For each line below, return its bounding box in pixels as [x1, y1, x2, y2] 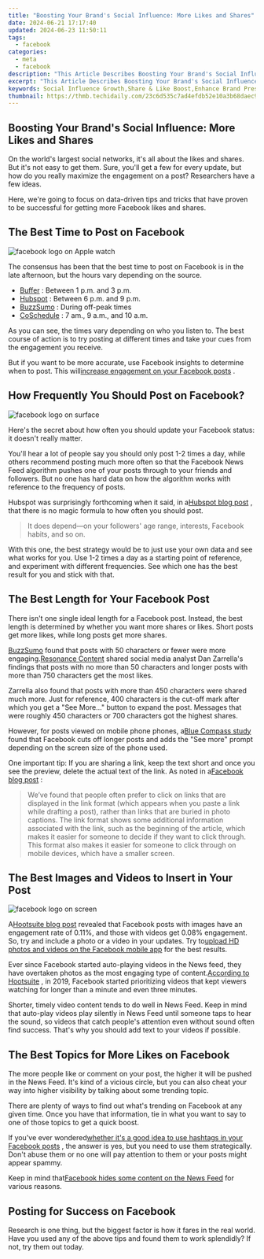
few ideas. [8, 179, 42, 189]
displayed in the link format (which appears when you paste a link [27, 798, 240, 807]
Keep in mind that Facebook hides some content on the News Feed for [8, 1173, 234, 1183]
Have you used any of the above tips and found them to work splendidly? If [8, 1233, 251, 1243]
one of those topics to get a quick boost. [8, 1118, 140, 1128]
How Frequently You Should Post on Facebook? [8, 389, 245, 402]
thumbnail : [8, 92, 44, 100]
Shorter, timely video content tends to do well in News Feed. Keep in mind [8, 1000, 247, 1010]
